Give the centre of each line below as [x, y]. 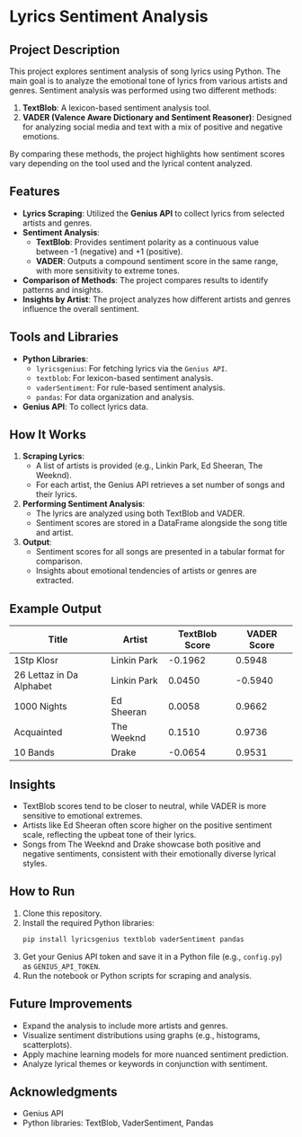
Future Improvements [71, 1004]
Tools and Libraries [64, 338]
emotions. [41, 136]
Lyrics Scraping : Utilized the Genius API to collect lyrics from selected [153, 213]
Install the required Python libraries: [88, 922]
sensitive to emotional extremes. [82, 816]
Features [35, 192]
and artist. [54, 533]
